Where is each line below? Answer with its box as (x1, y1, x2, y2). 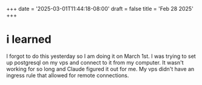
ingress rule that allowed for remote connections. (6, 72, 129, 79)
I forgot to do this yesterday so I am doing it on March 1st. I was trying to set (6, 52, 196, 60)
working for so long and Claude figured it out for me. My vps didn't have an (6, 65, 195, 72)
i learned (6, 33, 52, 46)
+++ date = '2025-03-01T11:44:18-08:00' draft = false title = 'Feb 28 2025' (6, 5, 194, 12)
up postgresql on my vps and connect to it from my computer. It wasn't (6, 58, 184, 66)
